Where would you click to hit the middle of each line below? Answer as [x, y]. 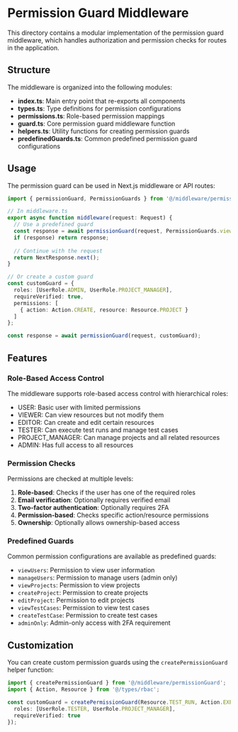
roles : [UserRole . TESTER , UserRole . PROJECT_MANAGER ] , [95, 709]
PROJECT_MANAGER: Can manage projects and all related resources [119, 437]
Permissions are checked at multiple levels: [70, 479]
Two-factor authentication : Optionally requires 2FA [93, 508]
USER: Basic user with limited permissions [79, 407]
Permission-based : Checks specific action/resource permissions [113, 515]
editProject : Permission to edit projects [76, 600]
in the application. [34, 48]
